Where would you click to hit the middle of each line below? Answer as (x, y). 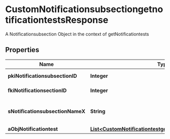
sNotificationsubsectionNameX (47, 111)
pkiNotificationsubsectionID (42, 76)
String (98, 111)
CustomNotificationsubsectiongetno (84, 9)
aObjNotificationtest (33, 129)
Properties (22, 50)
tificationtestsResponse (57, 20)
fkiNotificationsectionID (37, 90)
